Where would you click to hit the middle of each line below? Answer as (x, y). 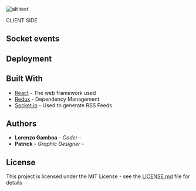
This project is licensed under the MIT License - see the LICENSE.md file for (98, 176)
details (14, 183)
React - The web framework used (55, 93)
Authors (21, 123)
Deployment (29, 59)
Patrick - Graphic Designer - (49, 144)
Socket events (33, 39)
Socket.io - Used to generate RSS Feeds (63, 105)
